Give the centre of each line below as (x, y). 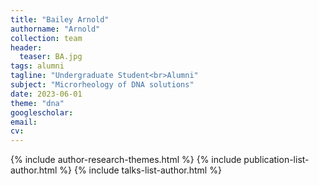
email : (24, 122)
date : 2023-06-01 (46, 94)
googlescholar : (42, 112)
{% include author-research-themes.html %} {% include (126, 160)
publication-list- (276, 160)
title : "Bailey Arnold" (60, 19)
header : (26, 47)
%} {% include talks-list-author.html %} (140, 170)
